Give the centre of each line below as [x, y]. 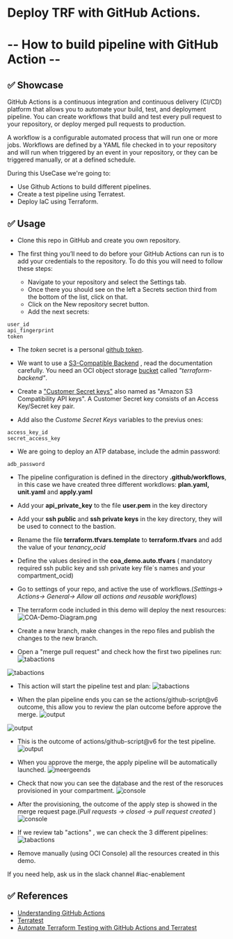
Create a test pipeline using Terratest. [71, 194]
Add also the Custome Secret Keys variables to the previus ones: [110, 420]
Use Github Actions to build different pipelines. [84, 187]
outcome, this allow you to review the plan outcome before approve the [119, 707]
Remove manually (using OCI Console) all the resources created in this [118, 853]
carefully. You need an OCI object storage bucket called [97, 370]
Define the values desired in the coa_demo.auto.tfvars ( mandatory [114, 561]
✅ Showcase [35, 85]
